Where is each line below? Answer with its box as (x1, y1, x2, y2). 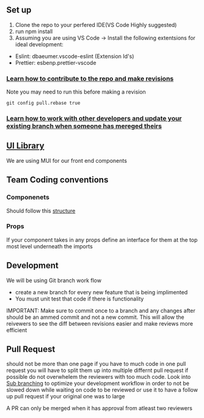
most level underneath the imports (6, 242, 93, 250)
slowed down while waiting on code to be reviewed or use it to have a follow (6, 386, 199, 394)
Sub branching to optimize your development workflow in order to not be (6, 379, 190, 387)
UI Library (6, 141, 45, 151)
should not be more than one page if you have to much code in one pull (6, 360, 186, 368)
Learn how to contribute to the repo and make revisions (6, 74, 174, 83)
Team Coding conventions (6, 174, 109, 185)
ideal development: (15, 40, 64, 48)
